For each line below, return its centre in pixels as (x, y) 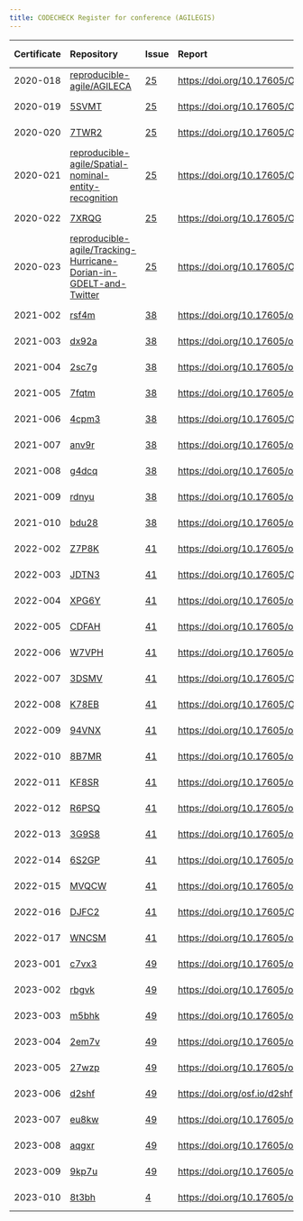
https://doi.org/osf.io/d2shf (235, 1093)
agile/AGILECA (101, 86)
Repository (94, 53)
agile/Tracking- (103, 249)
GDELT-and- (98, 283)
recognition (94, 198)
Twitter (85, 294)
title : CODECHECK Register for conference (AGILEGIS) (113, 18)
